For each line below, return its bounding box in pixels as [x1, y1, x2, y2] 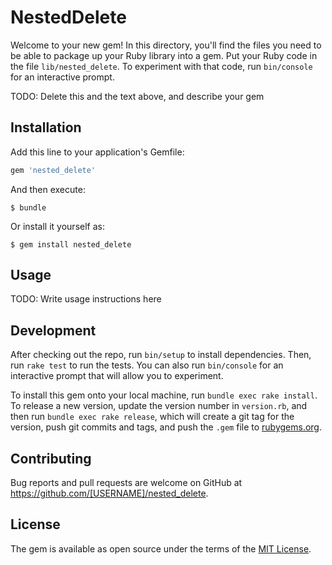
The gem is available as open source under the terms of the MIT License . [10, 542, 312, 555]
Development [10, 322, 97, 339]
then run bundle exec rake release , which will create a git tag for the [10, 411, 295, 423]
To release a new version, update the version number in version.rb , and [10, 400, 308, 412]
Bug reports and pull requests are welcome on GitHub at [10, 477, 243, 489]
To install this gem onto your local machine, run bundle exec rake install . [10, 389, 318, 401]
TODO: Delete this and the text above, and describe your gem [10, 90, 265, 102]
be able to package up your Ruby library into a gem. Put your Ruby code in [10, 49, 318, 61]
